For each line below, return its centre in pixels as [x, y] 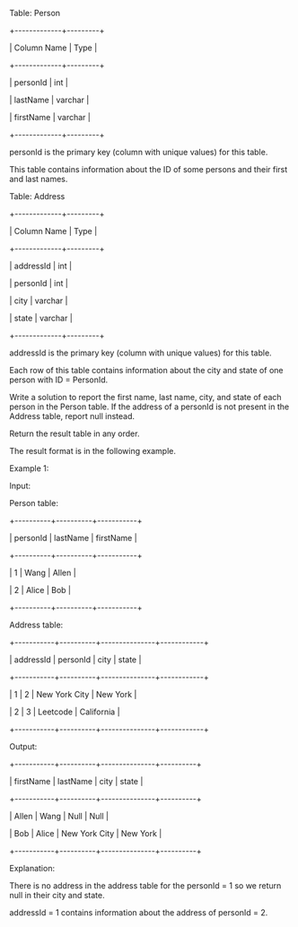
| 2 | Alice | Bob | [40, 590]
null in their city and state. [57, 895]
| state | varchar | [41, 318]
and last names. [39, 179]
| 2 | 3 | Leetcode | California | [65, 712]
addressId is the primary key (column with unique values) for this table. [140, 353]
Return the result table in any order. [74, 433]
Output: [23, 747]
